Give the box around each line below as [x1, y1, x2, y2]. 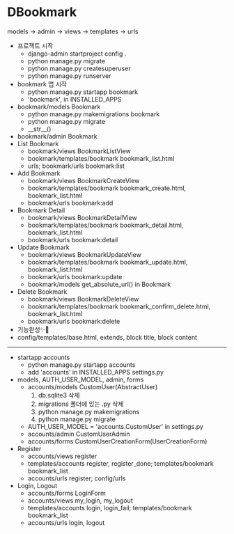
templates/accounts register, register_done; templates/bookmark [27, 459, 214, 467]
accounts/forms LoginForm [27, 489, 106, 497]
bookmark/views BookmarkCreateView [27, 176, 140, 184]
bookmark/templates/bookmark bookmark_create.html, [27, 184, 187, 192]
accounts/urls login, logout [27, 518, 105, 526]
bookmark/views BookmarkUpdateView [27, 250, 141, 258]
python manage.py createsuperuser [27, 64, 131, 72]
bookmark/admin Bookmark [17, 132, 97, 140]
